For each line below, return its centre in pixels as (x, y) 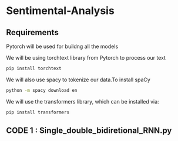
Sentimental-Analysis (60, 11)
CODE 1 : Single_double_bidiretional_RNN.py (89, 131)
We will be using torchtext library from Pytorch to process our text (86, 58)
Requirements (32, 32)
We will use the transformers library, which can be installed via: (83, 101)
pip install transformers (38, 112)
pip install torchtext (34, 68)
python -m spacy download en (42, 90)
